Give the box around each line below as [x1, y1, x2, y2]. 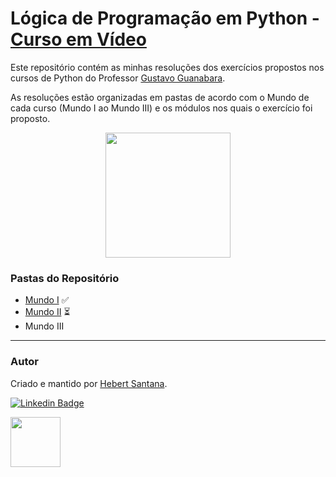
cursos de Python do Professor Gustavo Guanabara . [10, 72, 226, 84]
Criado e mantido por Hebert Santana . [10, 377, 168, 389]
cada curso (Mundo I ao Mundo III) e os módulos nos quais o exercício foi [10, 102, 313, 114]
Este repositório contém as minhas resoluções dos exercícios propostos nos [10, 61, 325, 73]
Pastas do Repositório [10, 271, 120, 285]
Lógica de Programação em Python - [10, 7, 320, 30]
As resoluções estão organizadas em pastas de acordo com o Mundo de [10, 91, 310, 103]
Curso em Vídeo [10, 28, 147, 51]
